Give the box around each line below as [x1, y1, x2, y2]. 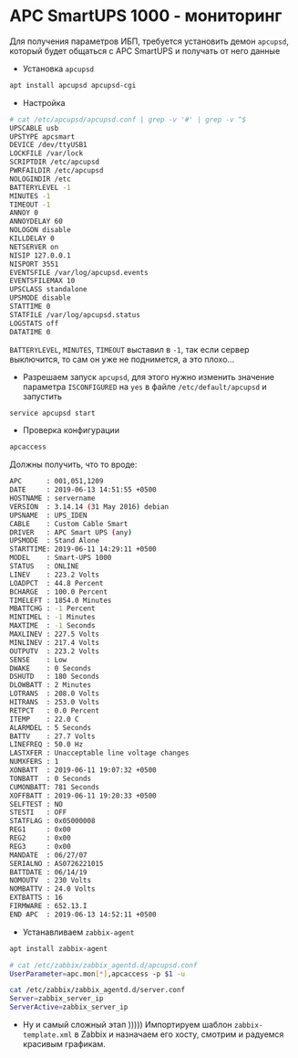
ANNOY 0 [9, 208, 39, 217]
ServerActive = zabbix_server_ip [9, 1002, 128, 1012]
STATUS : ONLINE [9, 562, 79, 571]
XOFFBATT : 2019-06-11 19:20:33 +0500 [9, 791, 157, 800]
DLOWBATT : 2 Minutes [9, 681, 92, 690]
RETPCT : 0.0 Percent [9, 705, 100, 715]
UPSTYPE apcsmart [9, 132, 76, 142]
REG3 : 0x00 [9, 841, 71, 851]
